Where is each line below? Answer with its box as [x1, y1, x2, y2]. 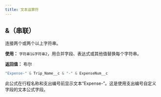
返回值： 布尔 [5, 61, 32, 67]
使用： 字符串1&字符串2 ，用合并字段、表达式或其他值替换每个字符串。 [5, 51, 141, 57]
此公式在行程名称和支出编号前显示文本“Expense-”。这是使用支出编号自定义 [5, 80, 157, 86]
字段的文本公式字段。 [5, 87, 48, 93]
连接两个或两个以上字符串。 [5, 40, 61, 47]
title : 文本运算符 [5, 7, 39, 12]
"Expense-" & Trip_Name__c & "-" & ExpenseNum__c [5, 71, 108, 76]
